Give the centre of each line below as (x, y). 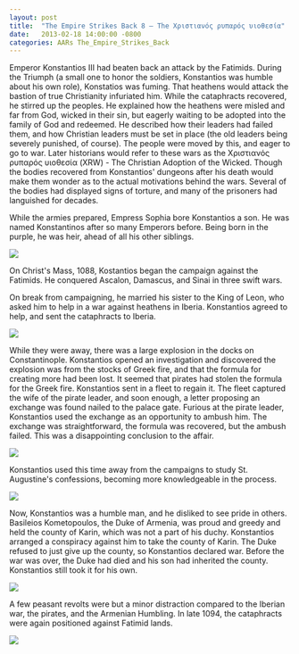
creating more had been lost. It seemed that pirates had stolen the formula (146, 379)
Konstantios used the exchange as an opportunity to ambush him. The (138, 417)
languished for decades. (54, 201)
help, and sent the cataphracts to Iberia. (83, 317)
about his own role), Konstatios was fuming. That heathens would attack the (149, 87)
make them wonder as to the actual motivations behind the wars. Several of (148, 182)
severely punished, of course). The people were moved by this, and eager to (150, 144)
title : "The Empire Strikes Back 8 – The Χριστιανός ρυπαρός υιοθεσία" (147, 26)
